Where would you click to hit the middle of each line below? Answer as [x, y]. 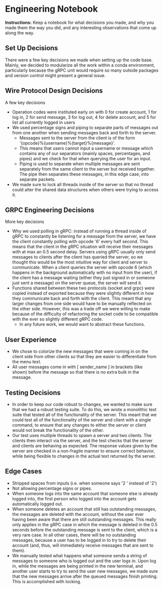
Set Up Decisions [32, 48]
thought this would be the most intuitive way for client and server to [80, 262]
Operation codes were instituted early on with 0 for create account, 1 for [84, 112]
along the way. [20, 33]
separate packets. [37, 179]
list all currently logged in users [44, 122]
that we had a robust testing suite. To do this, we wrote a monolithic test [84, 409]
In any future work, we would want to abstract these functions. [82, 324]
